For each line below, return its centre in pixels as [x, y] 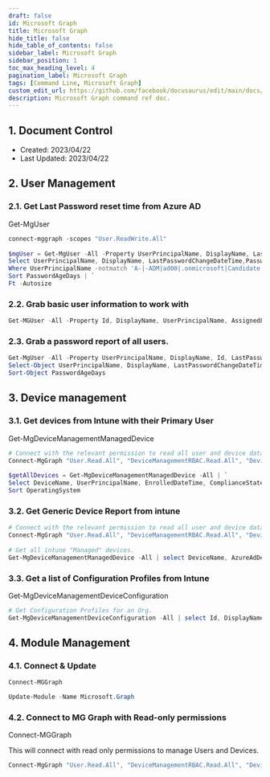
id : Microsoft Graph [43, 23]
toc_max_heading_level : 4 [51, 68]
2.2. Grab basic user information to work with [98, 304]
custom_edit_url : [37, 90]
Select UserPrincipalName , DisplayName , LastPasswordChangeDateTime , [127, 261]
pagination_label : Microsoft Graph [68, 76]
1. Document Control [61, 131]
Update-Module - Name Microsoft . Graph [72, 697]
